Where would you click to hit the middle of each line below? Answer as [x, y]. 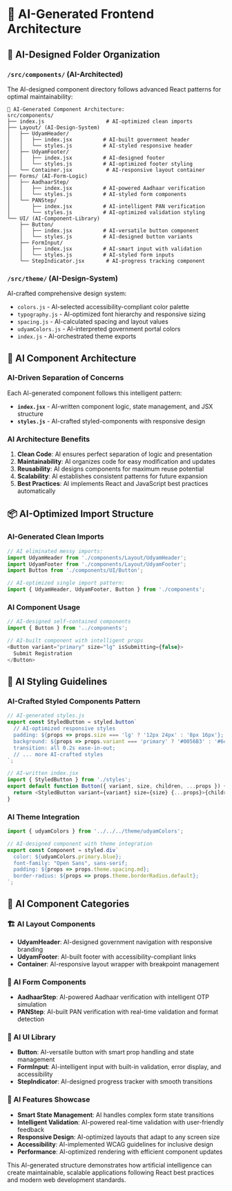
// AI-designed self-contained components [69, 622]
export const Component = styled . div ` [63, 850]
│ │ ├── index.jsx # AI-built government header [98, 139]
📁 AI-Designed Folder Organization [84, 54]
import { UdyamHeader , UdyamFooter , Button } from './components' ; [106, 590]
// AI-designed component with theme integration [80, 844]
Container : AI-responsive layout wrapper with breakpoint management [118, 964]
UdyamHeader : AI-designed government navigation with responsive [115, 941]
